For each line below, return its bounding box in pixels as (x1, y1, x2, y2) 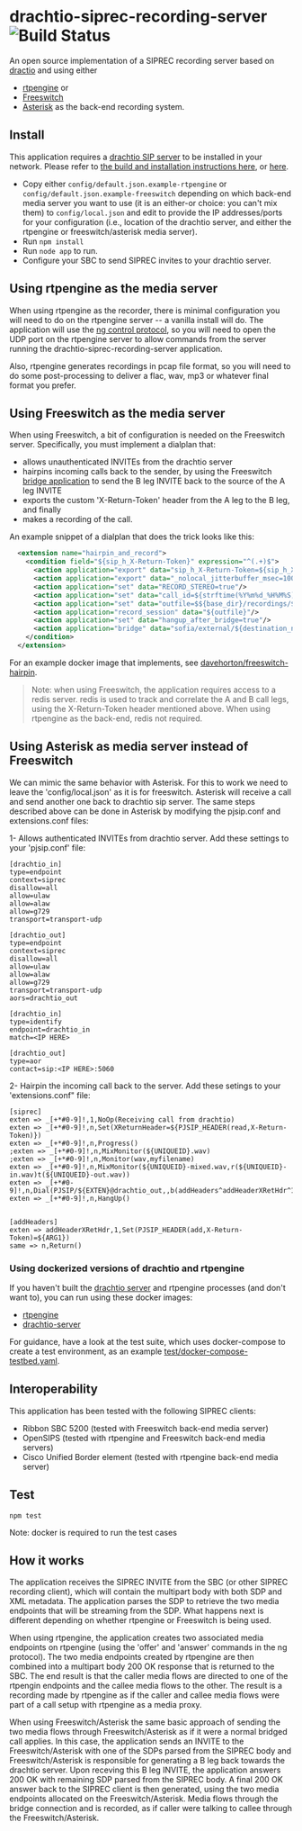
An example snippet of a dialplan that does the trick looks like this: (9, 531, 254, 542)
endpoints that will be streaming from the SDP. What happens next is (9, 1605, 264, 1617)
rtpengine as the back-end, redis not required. (31, 713, 203, 724)
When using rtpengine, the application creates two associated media (9, 1632, 264, 1644)
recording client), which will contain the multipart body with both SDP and (9, 1586, 283, 1597)
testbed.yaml (9, 1355, 58, 1366)
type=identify (9, 1017, 63, 1026)
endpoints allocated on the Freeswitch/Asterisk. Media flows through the (9, 1793, 279, 1804)
